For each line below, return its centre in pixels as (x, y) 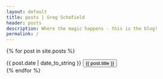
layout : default (27, 12)
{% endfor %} (24, 71)
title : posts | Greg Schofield (46, 17)
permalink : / (23, 34)
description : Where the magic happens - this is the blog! (82, 28)
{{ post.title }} (100, 63)
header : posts (24, 23)
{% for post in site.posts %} (41, 51)
